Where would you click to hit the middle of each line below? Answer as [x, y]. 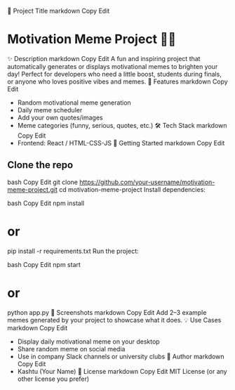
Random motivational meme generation [74, 103]
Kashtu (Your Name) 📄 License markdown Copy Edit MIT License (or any [122, 371]
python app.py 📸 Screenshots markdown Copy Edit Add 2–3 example [107, 312]
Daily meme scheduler [50, 110]
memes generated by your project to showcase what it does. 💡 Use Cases [114, 320]
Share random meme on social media [71, 349]
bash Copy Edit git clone [43, 182]
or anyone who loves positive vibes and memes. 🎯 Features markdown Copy [117, 82]
